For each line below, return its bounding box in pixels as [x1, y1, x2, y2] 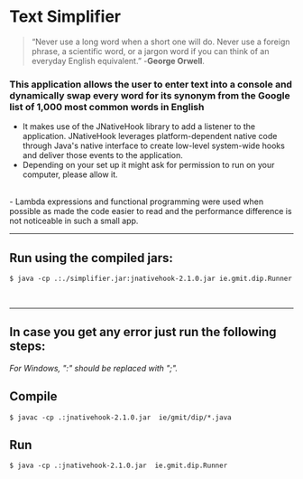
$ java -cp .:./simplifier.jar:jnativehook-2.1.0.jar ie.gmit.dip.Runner [9, 274, 293, 284]
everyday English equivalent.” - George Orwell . [31, 55, 206, 66]
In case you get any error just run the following [9, 324, 277, 340]
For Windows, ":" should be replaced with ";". [9, 362, 179, 373]
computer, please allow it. [22, 169, 119, 180]
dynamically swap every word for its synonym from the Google [9, 89, 290, 101]
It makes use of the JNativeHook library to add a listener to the [22, 121, 255, 132]
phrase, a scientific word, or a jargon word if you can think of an [31, 45, 270, 56]
